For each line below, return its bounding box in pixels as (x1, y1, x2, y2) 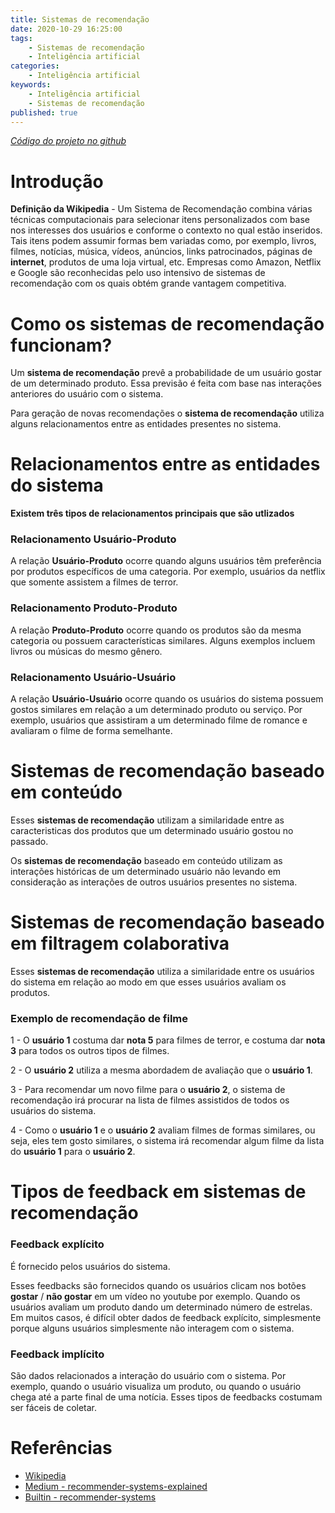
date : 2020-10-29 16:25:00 (10, 24, 123, 34)
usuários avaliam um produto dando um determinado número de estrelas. (10, 1301, 313, 1313)
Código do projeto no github (10, 135, 127, 147)
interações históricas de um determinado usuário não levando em (10, 866, 281, 878)
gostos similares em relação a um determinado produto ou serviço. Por (10, 704, 303, 716)
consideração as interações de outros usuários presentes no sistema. (10, 876, 298, 888)
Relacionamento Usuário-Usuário (10, 670, 177, 684)
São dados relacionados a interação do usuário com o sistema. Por (10, 1370, 287, 1382)
